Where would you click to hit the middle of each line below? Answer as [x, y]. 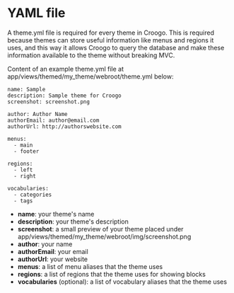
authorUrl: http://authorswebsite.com [64, 126]
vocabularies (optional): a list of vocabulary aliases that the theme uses [122, 282]
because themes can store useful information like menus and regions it [111, 40]
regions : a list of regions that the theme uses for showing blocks [112, 274]
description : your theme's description [73, 222]
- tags [23, 201]
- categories [33, 195]
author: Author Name [38, 114]
